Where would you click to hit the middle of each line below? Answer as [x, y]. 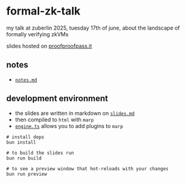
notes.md [26, 80]
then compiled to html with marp [54, 120]
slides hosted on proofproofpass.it [49, 46]
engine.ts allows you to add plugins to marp [69, 126]
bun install [21, 142]
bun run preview [27, 174]
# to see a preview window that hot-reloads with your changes [88, 169]
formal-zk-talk [43, 11]
